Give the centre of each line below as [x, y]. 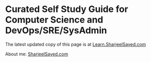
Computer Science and [54, 20]
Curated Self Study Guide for [67, 9]
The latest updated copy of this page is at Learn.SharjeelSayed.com [75, 44]
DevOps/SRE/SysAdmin [56, 30]
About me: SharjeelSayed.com [37, 54]
